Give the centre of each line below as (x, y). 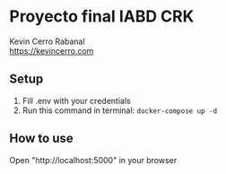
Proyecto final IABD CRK (102, 17)
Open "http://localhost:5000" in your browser (93, 160)
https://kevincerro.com (52, 50)
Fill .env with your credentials (77, 100)
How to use (41, 139)
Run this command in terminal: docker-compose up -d (120, 110)
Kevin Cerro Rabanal (47, 41)
